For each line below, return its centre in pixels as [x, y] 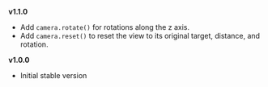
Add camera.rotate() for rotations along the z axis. [105, 27]
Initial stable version [53, 75]
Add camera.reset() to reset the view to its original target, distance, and [140, 36]
